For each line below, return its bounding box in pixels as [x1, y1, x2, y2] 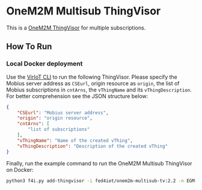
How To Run [6, 41, 52, 52]
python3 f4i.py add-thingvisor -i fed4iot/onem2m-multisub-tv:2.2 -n [6, 177, 185, 184]
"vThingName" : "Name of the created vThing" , [17, 137, 133, 144]
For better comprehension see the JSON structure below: [6, 92, 148, 100]
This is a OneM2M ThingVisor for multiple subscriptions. [6, 24, 146, 31]
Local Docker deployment [6, 60, 83, 68]
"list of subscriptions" [28, 126, 90, 133]
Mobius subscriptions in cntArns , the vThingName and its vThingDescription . [6, 86, 192, 93]
